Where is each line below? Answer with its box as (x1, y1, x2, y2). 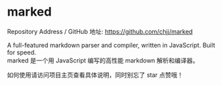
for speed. (7, 48, 36, 56)
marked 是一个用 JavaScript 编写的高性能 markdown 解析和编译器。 (7, 56, 199, 65)
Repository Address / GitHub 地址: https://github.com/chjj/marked (7, 27, 193, 35)
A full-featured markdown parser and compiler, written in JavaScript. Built (7, 41, 216, 49)
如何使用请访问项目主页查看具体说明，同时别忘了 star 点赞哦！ (7, 71, 184, 79)
